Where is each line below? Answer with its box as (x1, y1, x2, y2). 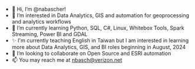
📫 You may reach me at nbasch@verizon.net (11, 57, 122, 63)
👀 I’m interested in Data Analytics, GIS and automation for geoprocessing (11, 12, 190, 19)
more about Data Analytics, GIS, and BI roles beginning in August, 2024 (11, 44, 186, 50)
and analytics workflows (11, 18, 71, 25)
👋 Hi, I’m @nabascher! (11, 6, 66, 12)
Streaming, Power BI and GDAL (11, 31, 87, 38)
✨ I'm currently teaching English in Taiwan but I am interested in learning (11, 37, 189, 44)
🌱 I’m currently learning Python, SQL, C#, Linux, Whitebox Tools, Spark (11, 24, 184, 31)
